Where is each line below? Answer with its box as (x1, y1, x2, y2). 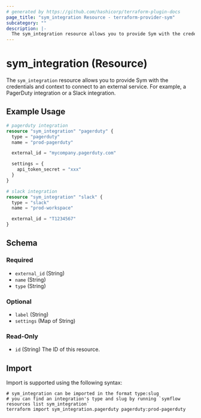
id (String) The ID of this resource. (14, 346, 100, 353)
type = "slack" (11, 199, 50, 205)
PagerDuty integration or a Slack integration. (6, 89, 116, 96)
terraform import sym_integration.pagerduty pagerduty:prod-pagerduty (6, 407, 186, 413)
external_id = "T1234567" (11, 216, 77, 222)
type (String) (14, 282, 46, 289)
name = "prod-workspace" (11, 205, 74, 211)
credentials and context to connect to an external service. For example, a (6, 83, 187, 90)
